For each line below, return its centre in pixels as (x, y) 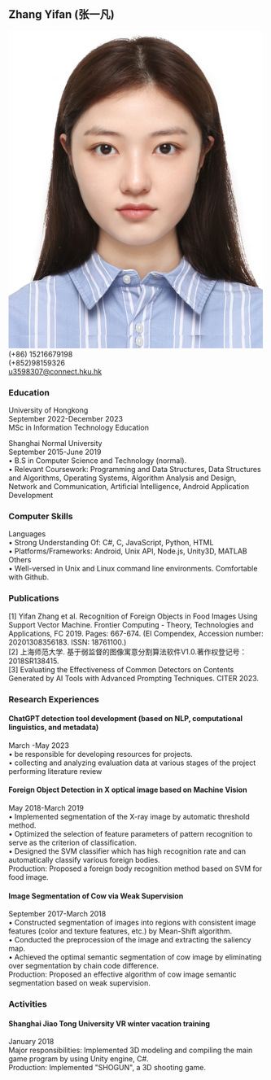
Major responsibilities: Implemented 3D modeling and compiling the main (131, 1050)
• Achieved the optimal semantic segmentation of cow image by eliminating (135, 957)
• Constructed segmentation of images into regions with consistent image (132, 923)
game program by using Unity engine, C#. (79, 1059)
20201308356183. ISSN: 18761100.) (68, 642)
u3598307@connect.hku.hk (55, 371)
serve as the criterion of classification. (72, 843)
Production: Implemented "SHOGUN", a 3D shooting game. (107, 1068)
